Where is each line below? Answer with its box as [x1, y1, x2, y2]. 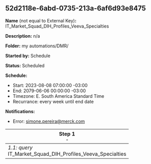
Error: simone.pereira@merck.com [12, 118, 85, 124]
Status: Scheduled [5, 62, 45, 68]
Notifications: [5, 108, 35, 114]
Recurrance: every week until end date [12, 98, 94, 104]
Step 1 [59, 130, 75, 137]
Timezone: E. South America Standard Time [12, 93, 105, 99]
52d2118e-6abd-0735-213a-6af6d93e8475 [5, 4, 146, 13]
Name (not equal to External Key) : [5, 17, 77, 23]
